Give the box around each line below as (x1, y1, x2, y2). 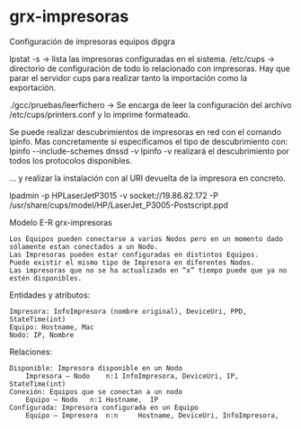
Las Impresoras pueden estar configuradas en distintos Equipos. (9, 250, 259, 259)
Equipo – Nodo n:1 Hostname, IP (25, 395, 159, 404)
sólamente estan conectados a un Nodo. (9, 242, 159, 251)
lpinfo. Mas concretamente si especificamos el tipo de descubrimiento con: (9, 136, 288, 147)
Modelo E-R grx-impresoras (9, 217, 112, 228)
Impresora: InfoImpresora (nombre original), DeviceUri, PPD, (9, 307, 247, 316)
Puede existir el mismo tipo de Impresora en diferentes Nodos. (9, 258, 255, 267)
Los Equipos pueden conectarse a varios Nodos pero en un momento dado (9, 234, 283, 244)
